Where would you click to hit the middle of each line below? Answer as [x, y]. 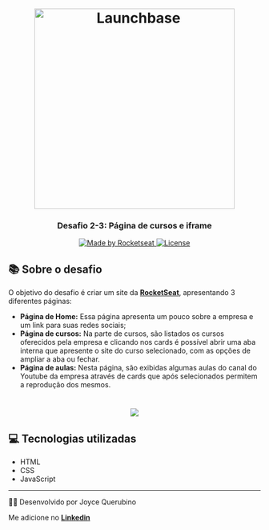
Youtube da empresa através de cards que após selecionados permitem [139, 376]
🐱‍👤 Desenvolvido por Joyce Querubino [72, 502]
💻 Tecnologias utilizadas [72, 438]
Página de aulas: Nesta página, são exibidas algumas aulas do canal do [139, 368]
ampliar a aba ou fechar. [60, 359]
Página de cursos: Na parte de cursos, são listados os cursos [122, 334]
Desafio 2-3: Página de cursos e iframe [134, 226]
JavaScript [38, 479]
